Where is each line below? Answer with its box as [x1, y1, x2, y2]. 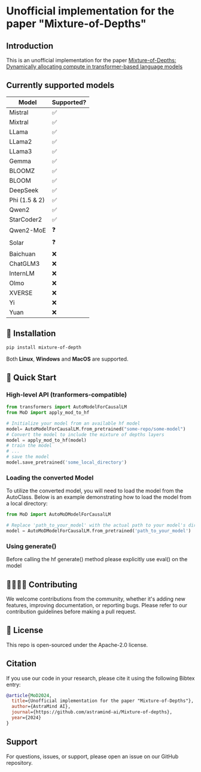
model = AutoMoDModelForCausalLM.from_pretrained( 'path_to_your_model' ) [6, 528, 191, 534]
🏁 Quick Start [6, 373, 57, 383]
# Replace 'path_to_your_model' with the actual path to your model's [6, 522, 186, 528]
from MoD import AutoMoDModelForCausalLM [6, 511, 111, 517]
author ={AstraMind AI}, [11, 704, 71, 710]
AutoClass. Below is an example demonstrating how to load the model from [6, 494, 191, 501]
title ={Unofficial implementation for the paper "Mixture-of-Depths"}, [11, 698, 194, 704]
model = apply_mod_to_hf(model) [6, 437, 87, 443]
